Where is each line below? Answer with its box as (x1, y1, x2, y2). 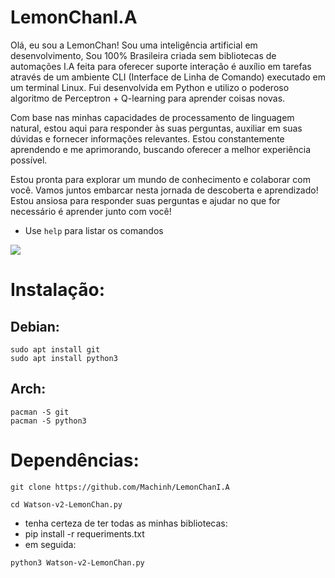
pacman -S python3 (10, 416, 87, 426)
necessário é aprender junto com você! (10, 205, 172, 217)
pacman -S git (10, 407, 70, 417)
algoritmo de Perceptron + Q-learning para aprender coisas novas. (10, 92, 286, 104)
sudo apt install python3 (10, 353, 118, 363)
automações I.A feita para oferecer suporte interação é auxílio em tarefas (10, 60, 312, 72)
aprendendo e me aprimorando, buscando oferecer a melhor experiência (10, 143, 312, 155)
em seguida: (24, 538, 77, 550)
